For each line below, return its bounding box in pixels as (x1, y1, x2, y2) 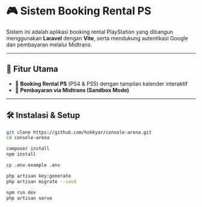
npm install (6, 151, 36, 158)
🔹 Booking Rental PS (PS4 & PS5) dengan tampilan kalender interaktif (14, 80, 188, 87)
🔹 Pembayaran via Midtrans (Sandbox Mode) (14, 86, 129, 93)
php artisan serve (6, 195, 52, 201)
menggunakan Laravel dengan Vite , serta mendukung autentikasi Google (6, 34, 188, 42)
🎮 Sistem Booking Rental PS (6, 4, 151, 18)
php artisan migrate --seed (6, 178, 77, 185)
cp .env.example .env (6, 162, 61, 168)
